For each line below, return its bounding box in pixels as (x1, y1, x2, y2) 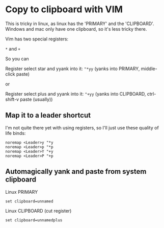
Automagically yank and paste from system (5, 167, 147, 176)
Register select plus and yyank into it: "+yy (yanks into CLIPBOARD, (5, 90, 146, 97)
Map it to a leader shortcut (5, 111, 91, 120)
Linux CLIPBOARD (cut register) (5, 208, 72, 214)
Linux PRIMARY (5, 189, 38, 195)
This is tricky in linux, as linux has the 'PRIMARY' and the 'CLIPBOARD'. (5, 20, 154, 27)
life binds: (5, 130, 26, 136)
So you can (5, 55, 29, 62)
